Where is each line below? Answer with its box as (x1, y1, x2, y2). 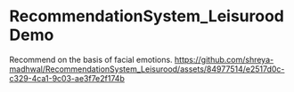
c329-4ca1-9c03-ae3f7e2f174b (9, 73, 125, 83)
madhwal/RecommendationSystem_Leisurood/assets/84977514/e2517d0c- (9, 64, 285, 74)
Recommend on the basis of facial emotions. (9, 54, 173, 65)
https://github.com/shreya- (174, 54, 274, 65)
